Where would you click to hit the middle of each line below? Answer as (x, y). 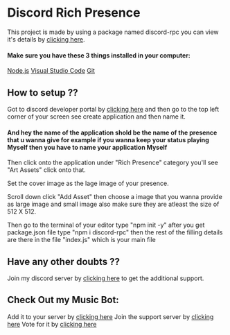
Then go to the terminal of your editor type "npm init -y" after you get (106, 225)
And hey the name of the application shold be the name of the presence (112, 132)
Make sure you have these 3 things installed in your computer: (99, 55)
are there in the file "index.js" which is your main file (81, 240)
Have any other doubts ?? (63, 261)
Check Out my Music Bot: (63, 300)
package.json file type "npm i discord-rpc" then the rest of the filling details (115, 232)
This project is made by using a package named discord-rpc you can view (113, 32)
